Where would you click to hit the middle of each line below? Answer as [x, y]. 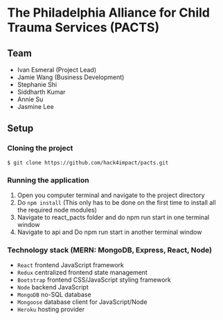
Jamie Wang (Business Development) [71, 77]
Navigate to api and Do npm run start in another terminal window [109, 232]
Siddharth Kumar [41, 92]
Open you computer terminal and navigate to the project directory [111, 195]
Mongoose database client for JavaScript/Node [82, 302]
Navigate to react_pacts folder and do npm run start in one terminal [113, 217]
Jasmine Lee [35, 107]
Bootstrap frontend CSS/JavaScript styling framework [94, 280]
